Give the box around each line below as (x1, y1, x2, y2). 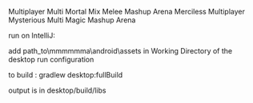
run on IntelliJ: (8, 31, 56, 40)
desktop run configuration (8, 55, 94, 64)
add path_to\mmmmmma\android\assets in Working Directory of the (8, 46, 233, 55)
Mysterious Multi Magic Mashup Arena (8, 15, 136, 25)
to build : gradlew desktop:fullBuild (8, 70, 123, 79)
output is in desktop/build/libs (8, 85, 106, 95)
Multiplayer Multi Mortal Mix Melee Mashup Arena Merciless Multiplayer (8, 7, 246, 16)
